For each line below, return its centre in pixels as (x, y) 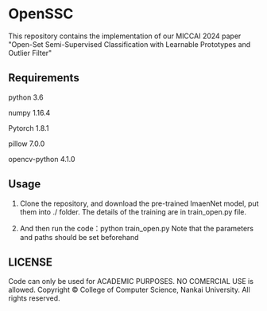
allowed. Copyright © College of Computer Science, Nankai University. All (129, 290)
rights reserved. (35, 298)
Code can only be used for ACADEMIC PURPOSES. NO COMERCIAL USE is (131, 281)
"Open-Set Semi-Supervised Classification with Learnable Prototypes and (130, 44)
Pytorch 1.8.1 (29, 128)
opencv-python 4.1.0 (42, 159)
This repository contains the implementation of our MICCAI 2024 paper (125, 36)
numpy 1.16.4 (29, 112)
